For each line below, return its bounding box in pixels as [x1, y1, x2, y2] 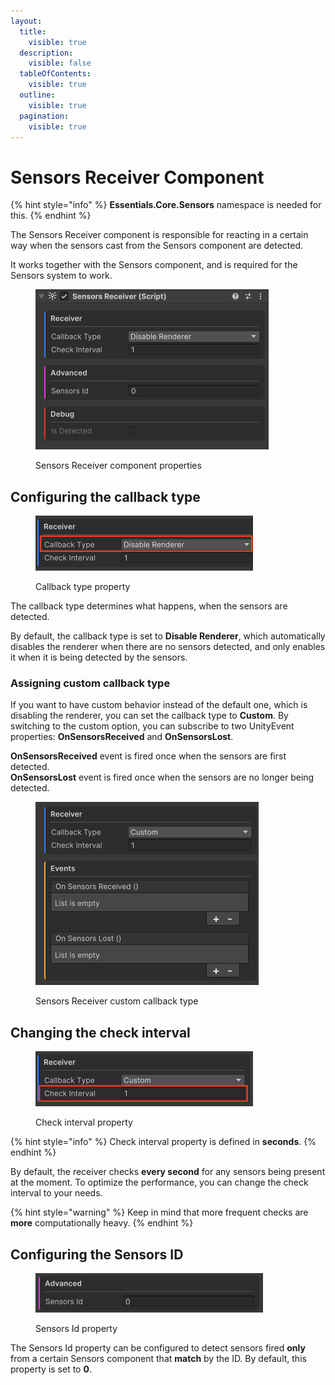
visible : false [28, 58, 92, 69]
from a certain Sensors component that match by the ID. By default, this [10, 1353, 307, 1365]
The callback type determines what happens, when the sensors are [10, 600, 288, 612]
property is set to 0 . [10, 1363, 92, 1375]
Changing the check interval [10, 1024, 191, 1041]
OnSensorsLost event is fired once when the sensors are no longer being [10, 771, 315, 784]
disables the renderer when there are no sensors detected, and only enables [10, 641, 326, 653]
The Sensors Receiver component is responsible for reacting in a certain [10, 229, 309, 241]
